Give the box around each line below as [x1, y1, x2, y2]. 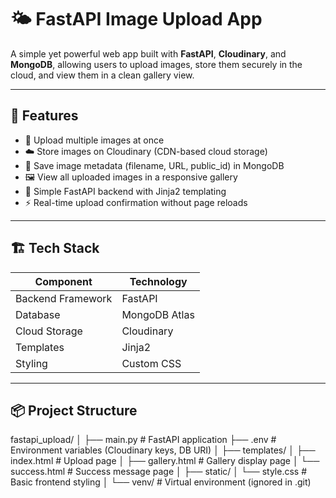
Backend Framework [15, 291, 113, 305]
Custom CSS [121, 356, 182, 370]
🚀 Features [10, 107, 79, 125]
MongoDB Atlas [121, 307, 195, 321]
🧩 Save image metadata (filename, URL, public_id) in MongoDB [24, 159, 285, 171]
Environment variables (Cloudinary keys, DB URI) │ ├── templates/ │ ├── [10, 444, 316, 456]
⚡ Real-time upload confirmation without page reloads [24, 196, 248, 208]
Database [15, 307, 61, 321]
